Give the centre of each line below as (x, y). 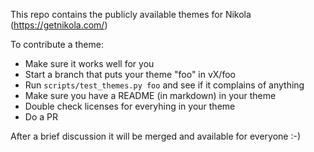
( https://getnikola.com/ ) (59, 25)
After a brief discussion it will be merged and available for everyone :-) (156, 136)
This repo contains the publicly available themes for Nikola (131, 14)
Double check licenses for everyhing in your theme (130, 106)
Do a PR (41, 117)
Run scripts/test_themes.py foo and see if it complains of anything (164, 85)
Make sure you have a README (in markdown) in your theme (150, 95)
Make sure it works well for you (89, 63)
